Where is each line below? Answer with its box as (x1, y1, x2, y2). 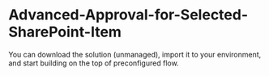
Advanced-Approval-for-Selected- (8, 6, 249, 24)
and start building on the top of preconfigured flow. (8, 58, 180, 68)
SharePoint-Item (8, 23, 122, 41)
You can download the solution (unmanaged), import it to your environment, (8, 49, 262, 59)
